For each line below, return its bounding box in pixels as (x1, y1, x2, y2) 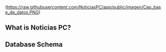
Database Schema (5, 40, 63, 49)
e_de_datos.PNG (5, 9, 39, 15)
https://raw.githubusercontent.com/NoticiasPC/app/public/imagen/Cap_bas (6, 4, 161, 10)
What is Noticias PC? (5, 24, 71, 32)
